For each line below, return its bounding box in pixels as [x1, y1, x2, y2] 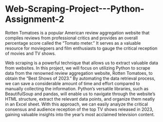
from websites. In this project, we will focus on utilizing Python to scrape [5, 65, 150, 71]
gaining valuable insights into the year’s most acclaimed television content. [5, 111, 155, 117]
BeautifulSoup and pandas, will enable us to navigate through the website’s [5, 91, 156, 97]
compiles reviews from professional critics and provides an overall [5, 35, 138, 41]
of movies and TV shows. [5, 50, 56, 56]
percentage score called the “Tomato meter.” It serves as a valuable [5, 40, 141, 46]
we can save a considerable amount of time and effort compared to [5, 80, 140, 86]
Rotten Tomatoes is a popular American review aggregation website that [5, 30, 150, 35]
